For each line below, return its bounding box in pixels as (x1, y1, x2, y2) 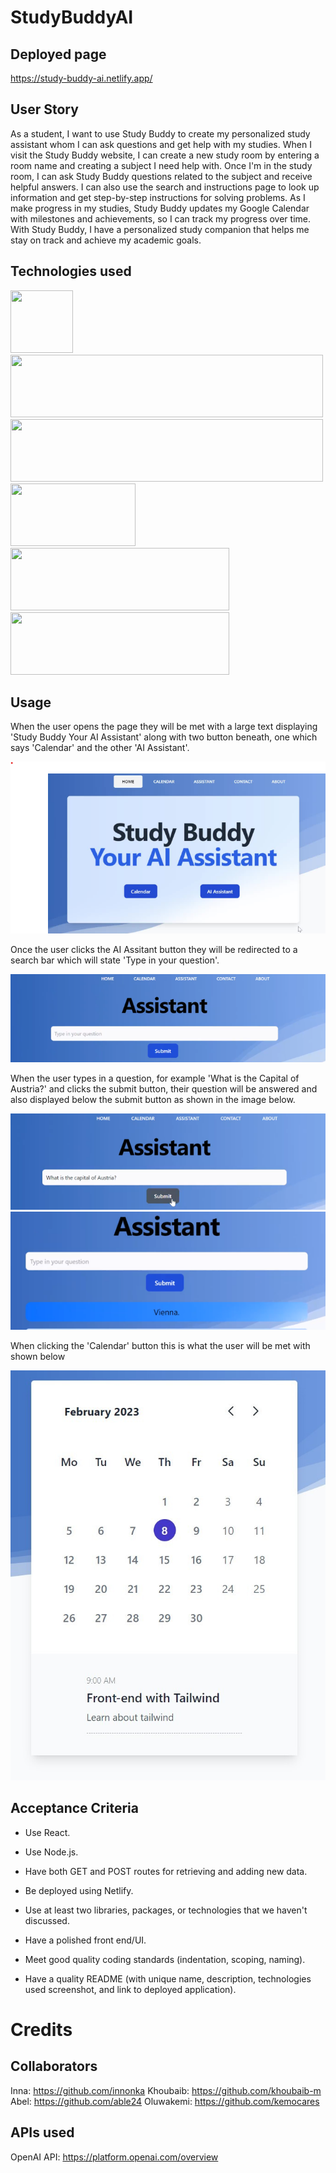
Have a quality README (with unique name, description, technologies (24, 1972, 312, 1985)
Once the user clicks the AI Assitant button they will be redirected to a (10, 943, 298, 955)
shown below (10, 1350, 66, 1362)
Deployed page (10, 46, 107, 63)
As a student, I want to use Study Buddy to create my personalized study (10, 127, 311, 140)
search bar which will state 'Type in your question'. (10, 954, 220, 966)
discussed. (24, 1914, 70, 1926)
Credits (10, 2018, 73, 2041)
